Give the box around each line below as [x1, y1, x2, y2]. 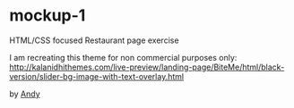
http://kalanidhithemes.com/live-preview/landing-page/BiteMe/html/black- [9, 62, 285, 72]
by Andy [9, 88, 40, 99]
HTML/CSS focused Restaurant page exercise [9, 35, 179, 46]
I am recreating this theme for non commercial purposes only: [9, 52, 238, 62]
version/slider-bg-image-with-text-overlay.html [9, 71, 185, 81]
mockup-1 [9, 5, 86, 26]
